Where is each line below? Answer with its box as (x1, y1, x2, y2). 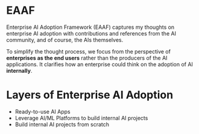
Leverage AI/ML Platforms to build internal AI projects (14, 114, 148, 121)
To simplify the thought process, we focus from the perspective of (6, 47, 171, 55)
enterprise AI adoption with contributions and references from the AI (6, 29, 177, 37)
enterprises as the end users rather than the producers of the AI (6, 54, 168, 61)
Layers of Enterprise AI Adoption (6, 88, 174, 102)
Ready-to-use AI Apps (14, 108, 71, 115)
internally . (6, 67, 33, 74)
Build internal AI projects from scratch (14, 121, 110, 128)
